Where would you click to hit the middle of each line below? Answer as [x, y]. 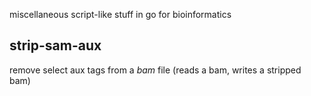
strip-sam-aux [55, 45]
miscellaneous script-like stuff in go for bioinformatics [120, 14]
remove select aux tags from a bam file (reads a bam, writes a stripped [155, 70]
